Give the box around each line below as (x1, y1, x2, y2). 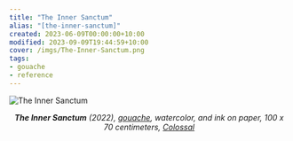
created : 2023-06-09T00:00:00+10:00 (9, 29, 145, 38)
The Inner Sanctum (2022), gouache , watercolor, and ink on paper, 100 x (14, 112, 284, 122)
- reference (9, 71, 53, 80)
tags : (9, 54, 29, 63)
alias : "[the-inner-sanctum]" (9, 21, 122, 30)
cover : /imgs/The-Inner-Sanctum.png (9, 46, 145, 55)
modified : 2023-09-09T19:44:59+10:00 (9, 37, 149, 47)
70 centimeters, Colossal (103, 121, 195, 132)
